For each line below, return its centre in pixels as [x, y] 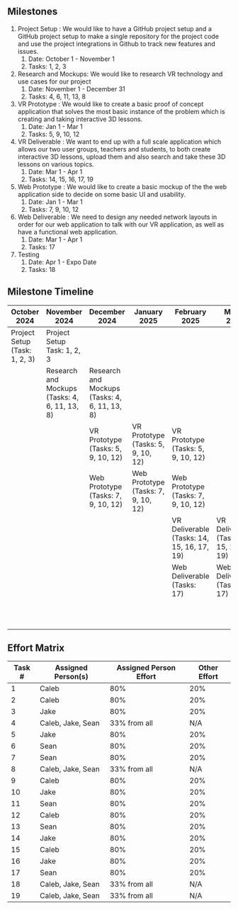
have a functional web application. [68, 232]
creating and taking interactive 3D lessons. [80, 119]
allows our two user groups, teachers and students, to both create [114, 149]
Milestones [33, 12]
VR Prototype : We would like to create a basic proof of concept [110, 104]
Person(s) [71, 677]
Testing [29, 254]
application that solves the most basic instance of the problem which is [121, 111]
